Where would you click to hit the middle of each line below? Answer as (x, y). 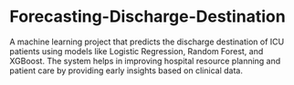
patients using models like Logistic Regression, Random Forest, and (136, 51)
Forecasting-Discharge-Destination (147, 17)
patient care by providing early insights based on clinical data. (126, 71)
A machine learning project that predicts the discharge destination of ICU (147, 42)
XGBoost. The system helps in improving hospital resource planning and (145, 61)
